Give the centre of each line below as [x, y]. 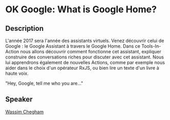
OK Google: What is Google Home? [81, 9]
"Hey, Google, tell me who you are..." [44, 83]
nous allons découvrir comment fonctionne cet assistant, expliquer [91, 52]
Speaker [19, 99]
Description [24, 28]
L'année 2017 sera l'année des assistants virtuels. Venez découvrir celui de [85, 41]
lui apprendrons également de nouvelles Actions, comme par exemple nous [85, 62]
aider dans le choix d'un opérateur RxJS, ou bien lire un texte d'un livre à [82, 68]
